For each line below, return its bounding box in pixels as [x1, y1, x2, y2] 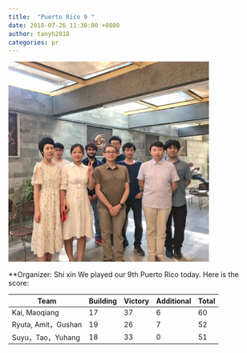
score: [8, 279, 30, 288]
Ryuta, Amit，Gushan [11, 320, 83, 330]
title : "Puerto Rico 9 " [8, 13, 95, 21]
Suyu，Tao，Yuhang [11, 332, 80, 342]
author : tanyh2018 [8, 30, 70, 38]
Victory [123, 296, 150, 306]
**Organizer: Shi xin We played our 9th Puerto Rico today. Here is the [8, 270, 239, 279]
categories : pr [8, 38, 59, 46]
